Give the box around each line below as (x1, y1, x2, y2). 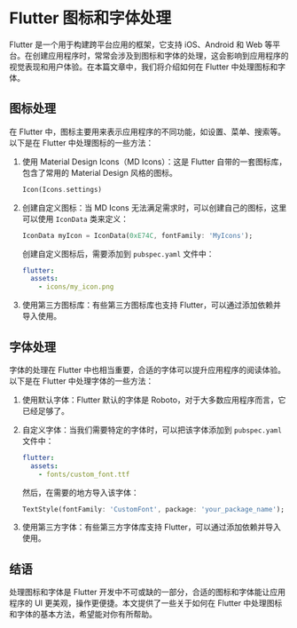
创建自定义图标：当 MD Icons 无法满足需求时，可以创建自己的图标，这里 (21, 202, 287, 213)
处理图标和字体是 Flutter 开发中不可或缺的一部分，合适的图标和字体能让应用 (9, 587, 286, 598)
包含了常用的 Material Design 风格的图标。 (21, 167, 177, 178)
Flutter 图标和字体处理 (9, 8, 172, 28)
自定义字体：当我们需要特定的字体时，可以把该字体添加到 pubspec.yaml (21, 424, 282, 435)
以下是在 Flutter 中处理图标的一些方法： (9, 137, 154, 147)
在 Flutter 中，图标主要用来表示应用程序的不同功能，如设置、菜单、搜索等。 (9, 126, 286, 137)
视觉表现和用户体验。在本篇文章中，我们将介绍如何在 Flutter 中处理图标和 (9, 61, 278, 72)
